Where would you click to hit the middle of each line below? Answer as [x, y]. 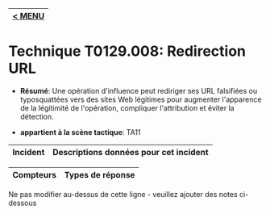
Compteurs [35, 174]
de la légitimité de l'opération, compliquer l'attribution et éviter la [127, 107]
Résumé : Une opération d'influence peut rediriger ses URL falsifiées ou [139, 90]
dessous [23, 203]
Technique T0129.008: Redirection [127, 51]
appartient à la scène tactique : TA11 [80, 132]
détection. [37, 116]
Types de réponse [100, 174]
